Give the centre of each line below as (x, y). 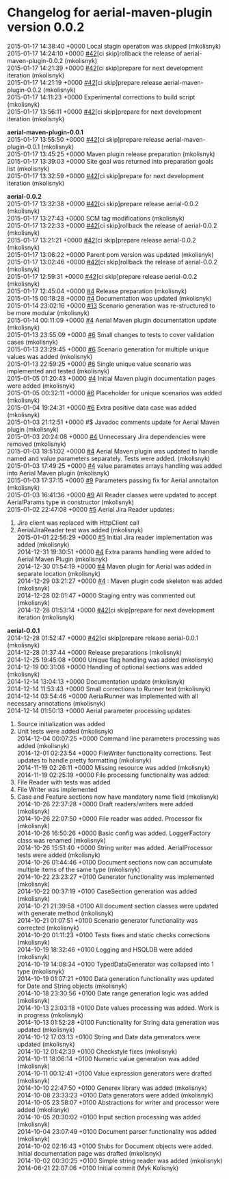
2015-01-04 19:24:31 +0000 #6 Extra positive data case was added (102, 407)
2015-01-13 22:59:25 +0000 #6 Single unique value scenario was (99, 364)
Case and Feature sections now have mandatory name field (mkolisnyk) (118, 797)
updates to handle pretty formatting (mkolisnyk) (84, 760)
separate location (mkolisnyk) (59, 573)
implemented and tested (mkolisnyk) (58, 371)
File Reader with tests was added (64, 782)
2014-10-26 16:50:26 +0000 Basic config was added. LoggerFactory (114, 833)
